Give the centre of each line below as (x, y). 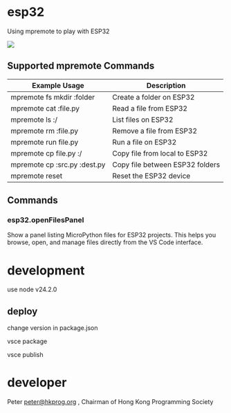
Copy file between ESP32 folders (166, 165)
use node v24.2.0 (32, 290)
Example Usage (58, 85)
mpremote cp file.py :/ (46, 153)
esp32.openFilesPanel (46, 220)
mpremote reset (37, 176)
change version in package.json (53, 328)
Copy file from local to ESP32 (160, 153)
